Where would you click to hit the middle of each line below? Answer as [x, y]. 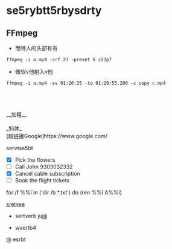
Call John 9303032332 [44, 167]
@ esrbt [16, 239]
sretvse [16, 204]
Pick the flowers [35, 160]
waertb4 [25, 228]
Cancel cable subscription [47, 174]
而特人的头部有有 [36, 48]
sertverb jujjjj [31, 216]
